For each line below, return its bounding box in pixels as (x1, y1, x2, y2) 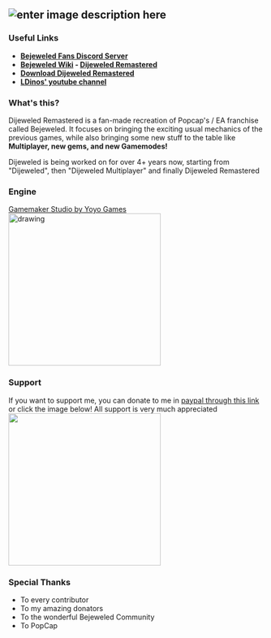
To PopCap (19, 620, 58, 630)
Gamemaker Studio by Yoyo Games (8, 205, 127, 214)
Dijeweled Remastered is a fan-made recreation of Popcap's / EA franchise (8, 115, 259, 125)
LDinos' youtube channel (19, 76, 107, 86)
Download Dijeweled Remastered (19, 68, 135, 78)
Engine (8, 186, 37, 197)
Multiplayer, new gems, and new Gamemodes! (8, 141, 168, 151)
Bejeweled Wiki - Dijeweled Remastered (19, 59, 158, 69)
